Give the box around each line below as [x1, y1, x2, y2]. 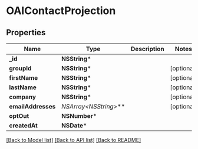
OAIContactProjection [6, 4, 116, 18]
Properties [6, 28, 46, 38]
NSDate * [61, 121, 87, 130]
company [9, 93, 37, 101]
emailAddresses [9, 103, 56, 110]
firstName [9, 74, 38, 82]
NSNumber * [61, 112, 97, 120]
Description [130, 45, 164, 53]
